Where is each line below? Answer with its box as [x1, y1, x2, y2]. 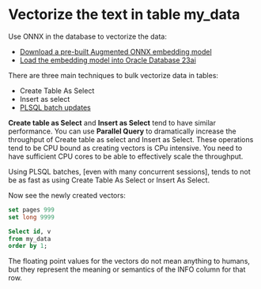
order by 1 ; [8, 242, 47, 250]
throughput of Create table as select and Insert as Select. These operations [8, 134, 254, 144]
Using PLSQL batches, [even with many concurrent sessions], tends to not [8, 167, 251, 176]
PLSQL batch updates [19, 103, 91, 112]
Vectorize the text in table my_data [8, 6, 240, 24]
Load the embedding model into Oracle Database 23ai [19, 55, 196, 65]
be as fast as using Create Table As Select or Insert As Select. [8, 175, 210, 185]
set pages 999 [8, 205, 55, 214]
